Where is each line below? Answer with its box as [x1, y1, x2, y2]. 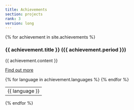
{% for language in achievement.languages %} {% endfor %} [5, 76, 129, 82]
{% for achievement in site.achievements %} [5, 34, 96, 40]
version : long [5, 21, 34, 26]
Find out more [5, 67, 33, 73]
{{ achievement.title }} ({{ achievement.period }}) [5, 46, 127, 53]
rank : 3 [5, 16, 21, 21]
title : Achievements [5, 7, 48, 12]
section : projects [5, 12, 43, 17]
